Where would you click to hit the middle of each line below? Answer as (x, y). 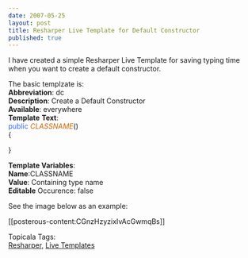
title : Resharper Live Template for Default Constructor (104, 30)
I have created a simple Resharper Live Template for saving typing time (124, 60)
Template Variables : (42, 166)
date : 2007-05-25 (37, 15)
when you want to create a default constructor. (85, 69)
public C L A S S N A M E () (44, 126)
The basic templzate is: (46, 84)
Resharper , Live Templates (52, 245)
